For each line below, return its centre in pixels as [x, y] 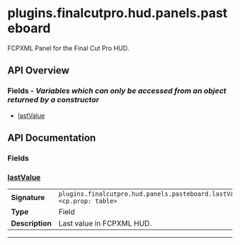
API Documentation [52, 138]
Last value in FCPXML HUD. [105, 224]
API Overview [39, 70]
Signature [28, 198]
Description [31, 224]
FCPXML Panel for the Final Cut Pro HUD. [69, 48]
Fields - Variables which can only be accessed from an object [117, 91]
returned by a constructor [53, 100]
